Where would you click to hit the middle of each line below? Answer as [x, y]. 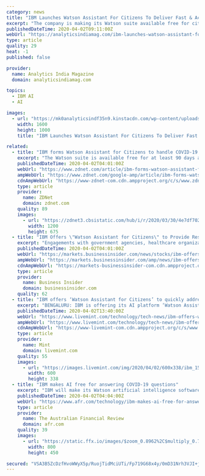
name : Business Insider [53, 283]
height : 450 [44, 453]
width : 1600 [32, 124]
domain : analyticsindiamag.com [52, 80]
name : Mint [36, 345]
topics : [16, 91]
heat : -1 [17, 52]
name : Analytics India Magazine [53, 74]
